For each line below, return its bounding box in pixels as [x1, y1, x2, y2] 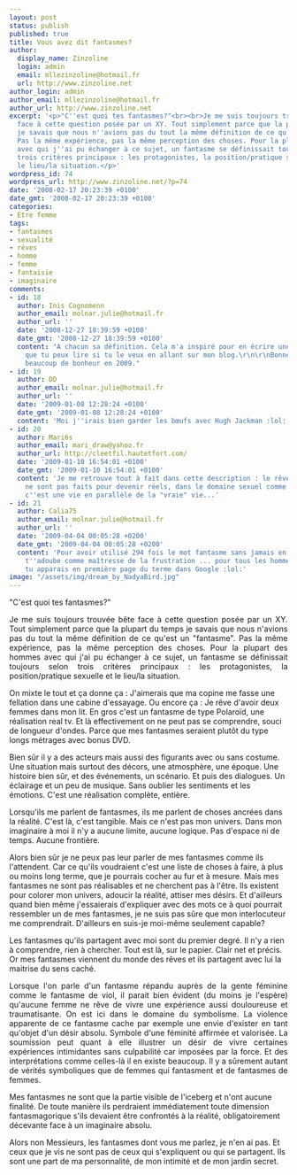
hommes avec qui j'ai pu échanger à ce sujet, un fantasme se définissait [9, 652, 288, 662]
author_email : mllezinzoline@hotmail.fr [9, 95, 161, 104]
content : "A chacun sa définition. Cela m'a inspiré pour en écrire [17, 342, 275, 351]
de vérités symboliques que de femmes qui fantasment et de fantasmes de [9, 1065, 288, 1076]
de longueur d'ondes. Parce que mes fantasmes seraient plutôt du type [9, 725, 269, 736]
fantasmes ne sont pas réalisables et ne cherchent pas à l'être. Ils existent [9, 880, 279, 891]
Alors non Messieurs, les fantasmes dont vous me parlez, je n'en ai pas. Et [9, 1137, 280, 1148]
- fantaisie [9, 268, 53, 277]
